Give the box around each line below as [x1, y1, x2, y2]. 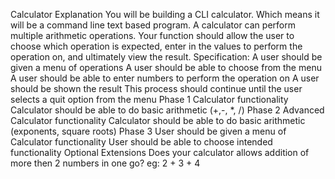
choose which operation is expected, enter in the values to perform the [10, 40, 303, 52]
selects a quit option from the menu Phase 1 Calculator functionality [10, 94, 289, 105]
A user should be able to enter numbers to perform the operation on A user [10, 72, 320, 84]
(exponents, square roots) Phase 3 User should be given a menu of [10, 125, 287, 137]
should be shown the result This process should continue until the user [10, 83, 303, 94]
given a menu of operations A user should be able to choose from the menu [10, 62, 322, 73]
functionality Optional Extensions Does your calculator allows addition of [10, 147, 310, 158]
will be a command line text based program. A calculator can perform [10, 19, 296, 31]
